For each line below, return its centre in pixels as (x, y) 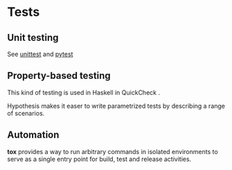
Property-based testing (59, 76)
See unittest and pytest (40, 54)
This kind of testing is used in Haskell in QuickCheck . (84, 92)
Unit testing (33, 38)
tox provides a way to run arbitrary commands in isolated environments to (113, 151)
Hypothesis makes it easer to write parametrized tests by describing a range (116, 106)
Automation (33, 135)
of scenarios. (26, 113)
